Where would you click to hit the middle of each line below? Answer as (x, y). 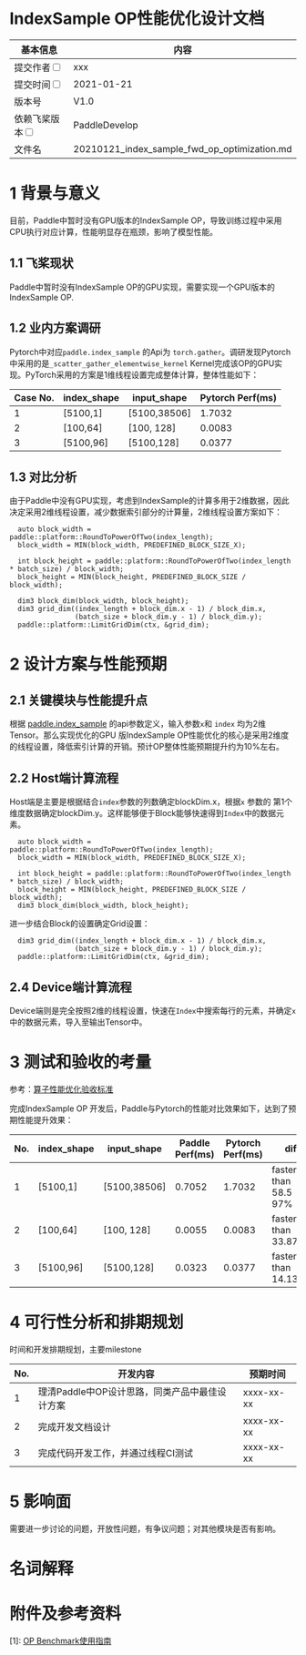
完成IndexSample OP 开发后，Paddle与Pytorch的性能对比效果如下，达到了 (149, 1108)
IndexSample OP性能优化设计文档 (137, 19)
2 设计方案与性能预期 (88, 664)
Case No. (34, 397)
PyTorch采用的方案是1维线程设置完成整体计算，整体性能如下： (142, 374)
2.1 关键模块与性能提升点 (79, 700)
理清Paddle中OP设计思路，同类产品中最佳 (127, 1392)
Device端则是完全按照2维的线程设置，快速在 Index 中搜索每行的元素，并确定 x (153, 1010)
